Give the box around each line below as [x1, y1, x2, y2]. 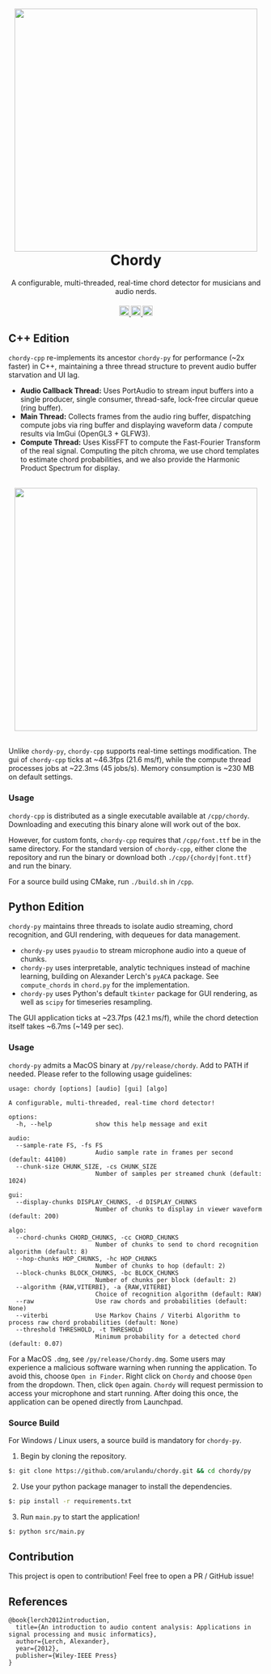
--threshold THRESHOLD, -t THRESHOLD [15, 1325, 143, 1334]
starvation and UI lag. [8, 370, 80, 380]
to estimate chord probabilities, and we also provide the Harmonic [19, 454, 240, 465]
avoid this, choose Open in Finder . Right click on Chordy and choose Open [8, 1371, 252, 1381]
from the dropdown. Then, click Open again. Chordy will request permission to [8, 1379, 264, 1389]
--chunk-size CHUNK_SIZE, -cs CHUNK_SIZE [15, 1162, 158, 1170]
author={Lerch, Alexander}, [15, 1638, 111, 1646]
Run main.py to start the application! [19, 1511, 140, 1522]
